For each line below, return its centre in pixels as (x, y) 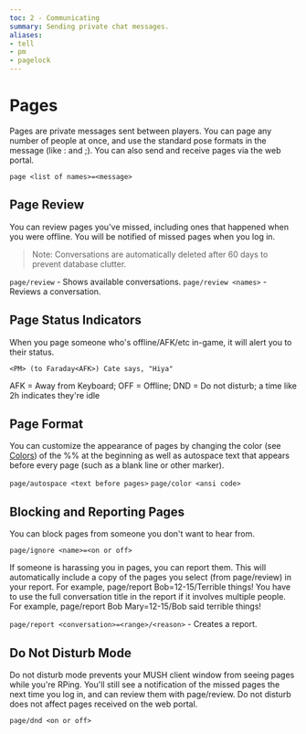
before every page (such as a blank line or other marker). (117, 465)
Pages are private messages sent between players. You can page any (141, 131)
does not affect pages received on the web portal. (104, 704)
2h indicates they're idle (55, 395)
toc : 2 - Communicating (55, 18)
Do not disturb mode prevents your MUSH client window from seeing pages (152, 675)
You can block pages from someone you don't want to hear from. (132, 534)
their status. (32, 352)
